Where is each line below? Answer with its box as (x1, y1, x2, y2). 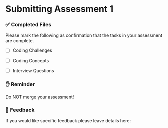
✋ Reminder (5, 81, 35, 88)
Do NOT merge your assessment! (5, 94, 74, 100)
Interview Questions (12, 67, 54, 73)
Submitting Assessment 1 (5, 3, 114, 15)
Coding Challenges (12, 47, 52, 53)
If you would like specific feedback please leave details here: (5, 118, 131, 124)
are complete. (5, 38, 34, 44)
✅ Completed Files (5, 21, 52, 28)
